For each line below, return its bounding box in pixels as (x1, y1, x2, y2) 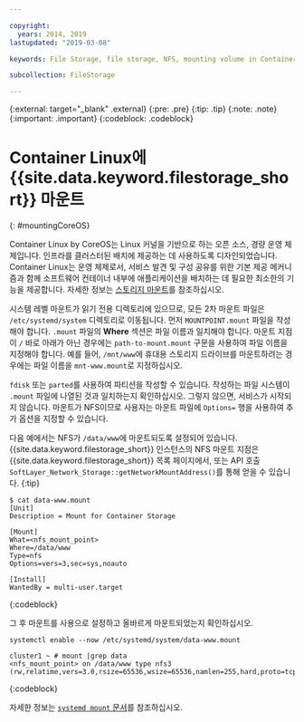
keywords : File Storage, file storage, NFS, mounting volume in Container (9, 54, 298, 63)
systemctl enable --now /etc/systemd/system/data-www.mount (9, 636, 242, 645)
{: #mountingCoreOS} (9, 220, 90, 231)
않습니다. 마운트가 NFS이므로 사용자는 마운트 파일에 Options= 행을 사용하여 (18, 402, 285, 413)
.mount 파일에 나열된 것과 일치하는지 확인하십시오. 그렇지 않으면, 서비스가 (9, 390, 269, 401)
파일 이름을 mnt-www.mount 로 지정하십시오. (33, 360, 184, 371)
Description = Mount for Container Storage (9, 512, 176, 521)
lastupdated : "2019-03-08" (9, 38, 111, 47)
